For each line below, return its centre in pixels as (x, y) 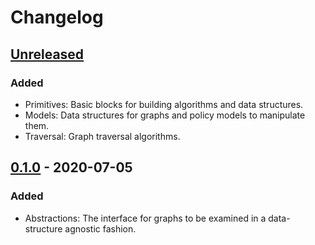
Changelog (57, 17)
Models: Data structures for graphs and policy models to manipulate (165, 115)
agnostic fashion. (100, 228)
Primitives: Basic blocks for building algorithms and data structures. (164, 104)
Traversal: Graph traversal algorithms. (102, 136)
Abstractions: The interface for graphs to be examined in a (145, 218)
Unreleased (47, 54)
